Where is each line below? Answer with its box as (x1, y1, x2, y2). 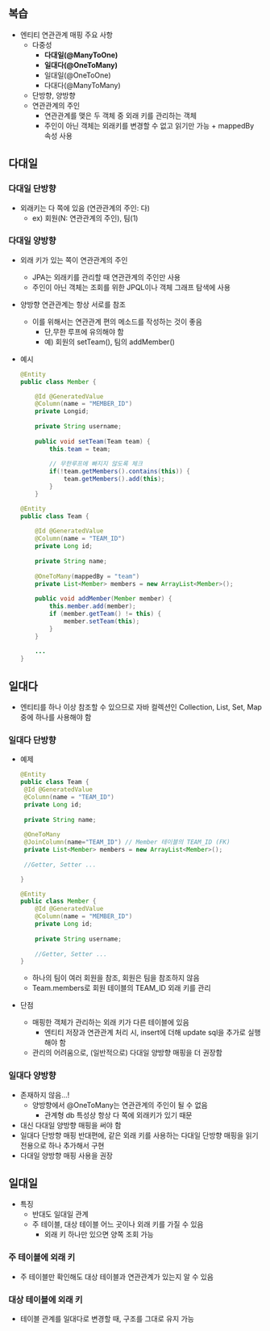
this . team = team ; (49, 444, 111, 453)
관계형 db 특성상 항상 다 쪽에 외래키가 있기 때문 (44, 1110, 193, 1120)
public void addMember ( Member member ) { (35, 595, 172, 603)
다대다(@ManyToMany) (44, 80, 121, 90)
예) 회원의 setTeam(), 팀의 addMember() (44, 337, 176, 347)
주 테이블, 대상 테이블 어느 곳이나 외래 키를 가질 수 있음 (31, 1219, 204, 1229)
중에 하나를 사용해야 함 (19, 712, 92, 722)
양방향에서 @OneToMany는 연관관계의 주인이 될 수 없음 (31, 1100, 208, 1110)
